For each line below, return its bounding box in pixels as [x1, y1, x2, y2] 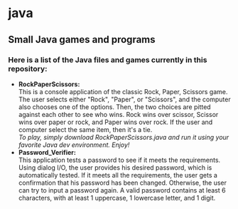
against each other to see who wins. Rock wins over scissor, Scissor [18, 110, 219, 118]
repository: [8, 63, 48, 73]
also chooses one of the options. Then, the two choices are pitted [18, 102, 212, 111]
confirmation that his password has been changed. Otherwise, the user [18, 178, 227, 187]
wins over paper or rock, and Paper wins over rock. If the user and [18, 118, 213, 126]
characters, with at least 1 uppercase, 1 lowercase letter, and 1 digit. [18, 193, 216, 202]
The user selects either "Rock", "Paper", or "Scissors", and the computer [18, 95, 231, 103]
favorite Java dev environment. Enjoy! [18, 141, 130, 149]
